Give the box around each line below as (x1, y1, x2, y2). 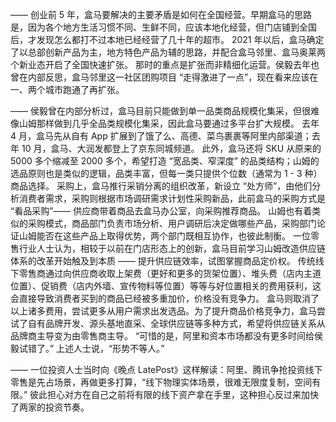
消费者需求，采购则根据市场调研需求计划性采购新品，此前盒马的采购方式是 (18, 193, 326, 204)
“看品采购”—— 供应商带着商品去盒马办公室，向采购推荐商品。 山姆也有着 (10, 205, 313, 217)
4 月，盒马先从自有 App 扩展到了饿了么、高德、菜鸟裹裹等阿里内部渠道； (10, 130, 312, 142)
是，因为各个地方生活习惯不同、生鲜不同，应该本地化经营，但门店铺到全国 (10, 21, 317, 33)
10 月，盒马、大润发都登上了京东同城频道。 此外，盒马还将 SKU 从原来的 (21, 143, 322, 154)
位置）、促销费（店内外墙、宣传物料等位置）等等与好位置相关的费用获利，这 (10, 280, 322, 292)
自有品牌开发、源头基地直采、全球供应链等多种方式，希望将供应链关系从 (27, 318, 326, 329)
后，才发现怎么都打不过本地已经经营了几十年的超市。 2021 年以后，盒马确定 (10, 34, 325, 45)
